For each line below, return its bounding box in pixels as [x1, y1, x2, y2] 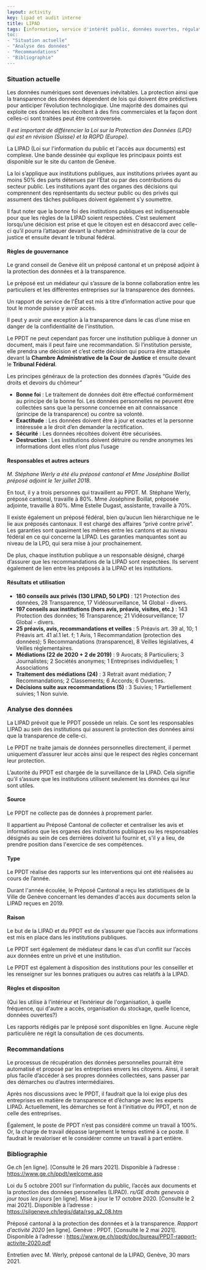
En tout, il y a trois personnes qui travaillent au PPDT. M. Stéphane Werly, [7, 489, 191, 496]
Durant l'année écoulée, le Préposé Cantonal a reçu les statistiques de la [7, 887, 190, 894]
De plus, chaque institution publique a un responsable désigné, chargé [7, 551, 185, 559]
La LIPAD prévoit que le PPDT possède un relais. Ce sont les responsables [7, 719, 194, 726]
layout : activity [7, 9, 51, 15]
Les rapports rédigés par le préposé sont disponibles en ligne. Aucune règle [7, 1023, 199, 1030]
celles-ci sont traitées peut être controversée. [7, 114, 122, 122]
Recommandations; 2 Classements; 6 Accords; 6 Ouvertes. [15, 677, 165, 684]
